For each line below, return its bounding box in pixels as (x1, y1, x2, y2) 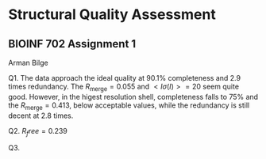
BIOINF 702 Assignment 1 (8, 37, 137, 51)
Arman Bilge (8, 58, 49, 67)
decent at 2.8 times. (8, 111, 74, 120)
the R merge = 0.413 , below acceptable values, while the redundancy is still (8, 100, 250, 112)
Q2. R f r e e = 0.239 (8, 126, 67, 138)
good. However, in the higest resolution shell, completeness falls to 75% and (8, 92, 259, 101)
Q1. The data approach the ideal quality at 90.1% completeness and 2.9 (8, 74, 241, 82)
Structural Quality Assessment (8, 6, 216, 24)
